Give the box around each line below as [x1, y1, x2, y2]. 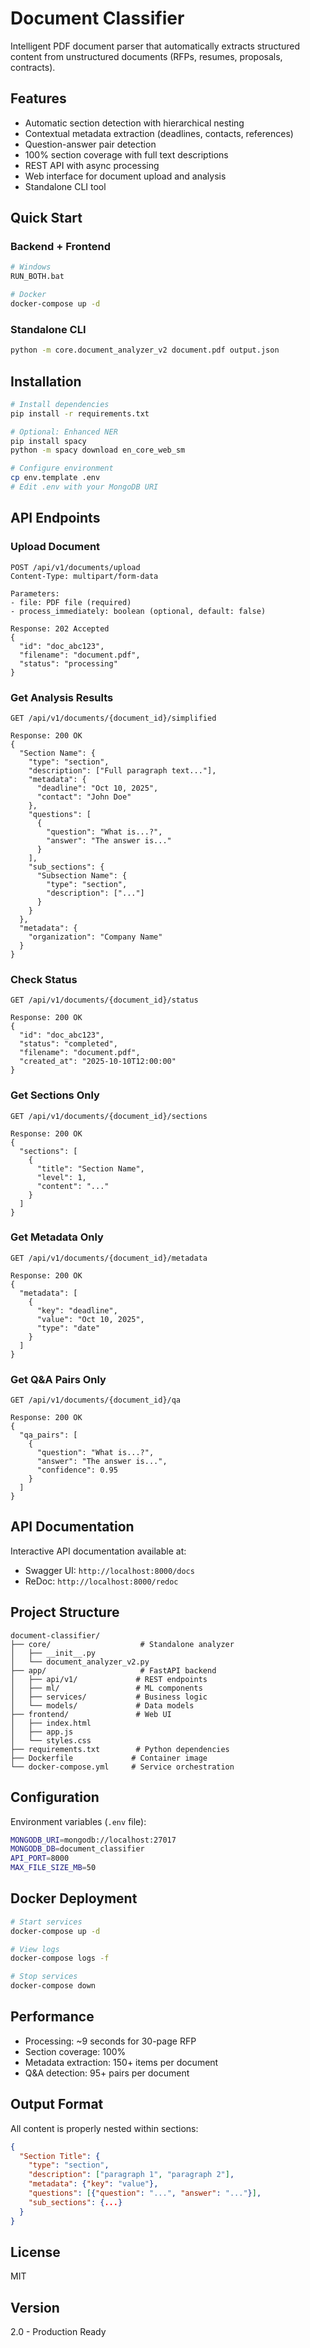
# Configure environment [10, 463, 114, 474]
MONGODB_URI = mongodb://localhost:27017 [10, 1835, 177, 1845]
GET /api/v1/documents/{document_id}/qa [10, 1395, 182, 1406]
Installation [10, 373, 82, 390]
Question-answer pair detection [24, 138, 157, 150]
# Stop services [10, 1972, 78, 1982]
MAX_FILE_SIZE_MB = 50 [10, 1863, 97, 1873]
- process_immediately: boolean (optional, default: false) [10, 606, 267, 616]
